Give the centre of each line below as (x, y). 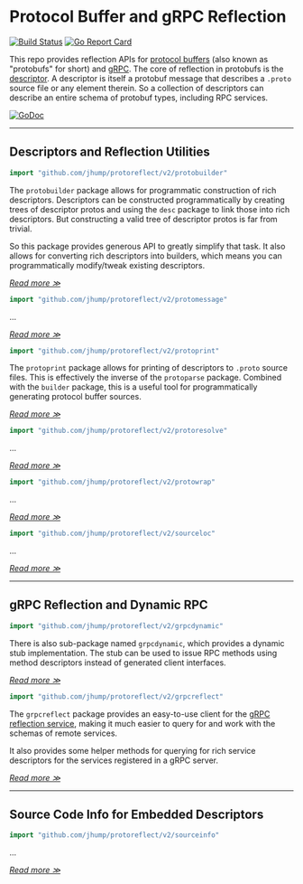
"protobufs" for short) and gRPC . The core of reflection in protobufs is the (147, 69)
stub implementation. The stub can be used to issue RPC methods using (143, 653)
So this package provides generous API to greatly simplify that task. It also (147, 246)
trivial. (21, 229)
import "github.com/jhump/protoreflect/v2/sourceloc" (113, 534)
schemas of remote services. (64, 733)
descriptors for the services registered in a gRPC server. (114, 760)
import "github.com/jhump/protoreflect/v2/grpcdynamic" (116, 625)
